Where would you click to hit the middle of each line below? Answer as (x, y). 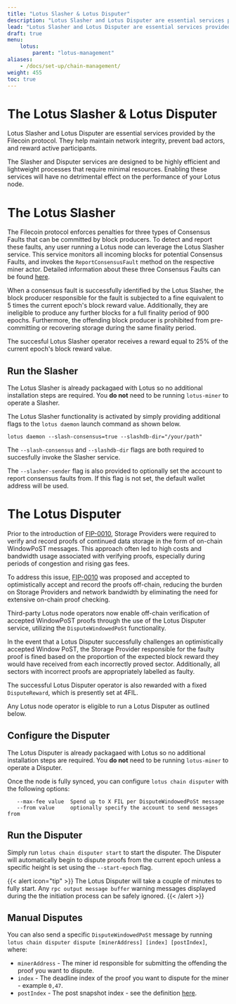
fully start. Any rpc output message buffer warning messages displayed (112, 888)
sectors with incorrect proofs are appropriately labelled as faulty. (101, 671)
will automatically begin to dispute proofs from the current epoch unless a (114, 860)
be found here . (29, 277)
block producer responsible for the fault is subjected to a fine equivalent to (115, 298)
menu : (15, 40)
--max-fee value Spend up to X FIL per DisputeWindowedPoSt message (120, 802)
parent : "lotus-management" (73, 53)
